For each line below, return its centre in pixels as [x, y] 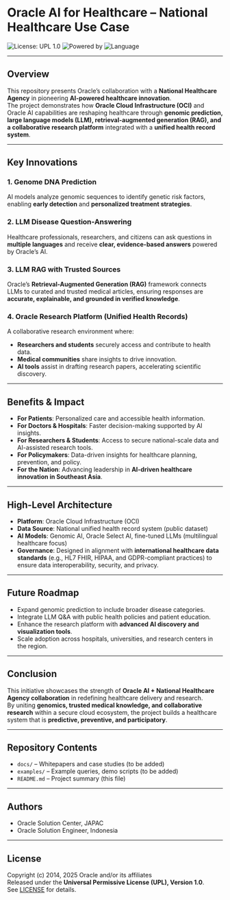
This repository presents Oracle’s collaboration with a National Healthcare [112, 91]
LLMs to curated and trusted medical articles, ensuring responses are [105, 292]
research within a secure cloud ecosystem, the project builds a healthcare [112, 712]
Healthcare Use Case [68, 27]
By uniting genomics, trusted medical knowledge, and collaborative [105, 705]
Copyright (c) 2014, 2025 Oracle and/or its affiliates [80, 875]
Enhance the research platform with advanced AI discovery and [108, 624]
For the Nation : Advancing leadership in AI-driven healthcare [105, 470]
